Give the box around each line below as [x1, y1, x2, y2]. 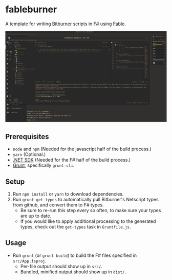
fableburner [5, 4, 57, 15]
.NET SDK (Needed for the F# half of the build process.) [12, 157, 131, 163]
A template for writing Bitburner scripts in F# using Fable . [5, 21, 126, 27]
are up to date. [20, 213, 52, 219]
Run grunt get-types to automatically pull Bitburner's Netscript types [12, 197, 159, 203]
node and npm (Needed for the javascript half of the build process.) [12, 146, 152, 152]
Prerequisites [5, 132, 49, 141]
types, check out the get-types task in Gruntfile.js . [20, 224, 132, 230]
